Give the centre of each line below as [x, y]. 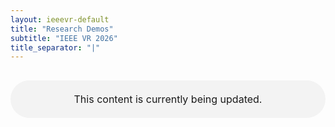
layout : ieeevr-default [60, 19]
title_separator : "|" [55, 47]
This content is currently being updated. [168, 99]
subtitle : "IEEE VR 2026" [64, 38]
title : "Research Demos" [62, 29]
